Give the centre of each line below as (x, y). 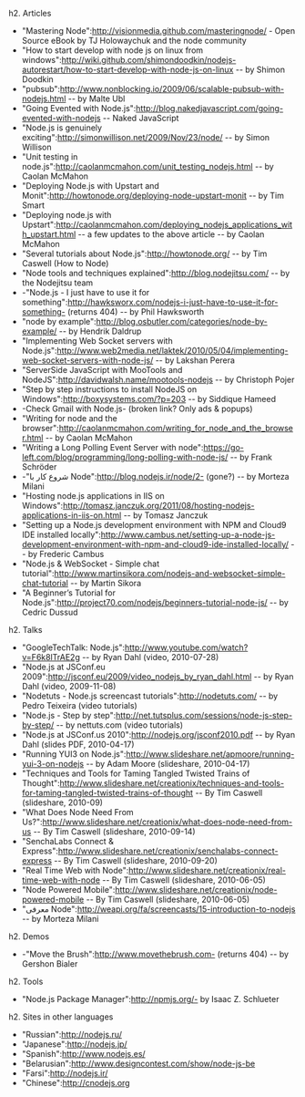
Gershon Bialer (50, 964)
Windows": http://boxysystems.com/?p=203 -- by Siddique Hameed (149, 399)
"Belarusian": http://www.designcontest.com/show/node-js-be (138, 1063)
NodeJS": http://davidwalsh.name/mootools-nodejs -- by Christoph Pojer (158, 379)
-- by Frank (251, 457)
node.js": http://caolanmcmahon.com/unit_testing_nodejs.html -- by (147, 166)
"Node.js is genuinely (61, 128)
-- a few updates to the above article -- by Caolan (171, 234)
